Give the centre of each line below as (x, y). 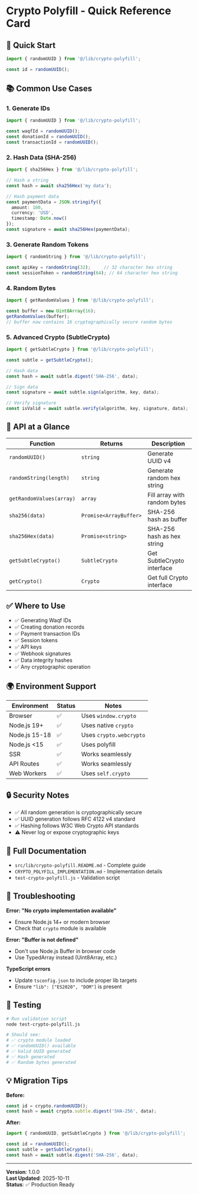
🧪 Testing (24, 1005)
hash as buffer (167, 519)
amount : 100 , (27, 207)
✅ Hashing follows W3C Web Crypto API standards (77, 826)
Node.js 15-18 (30, 735)
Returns (111, 443)
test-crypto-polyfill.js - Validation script (67, 878)
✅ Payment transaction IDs (47, 633)
